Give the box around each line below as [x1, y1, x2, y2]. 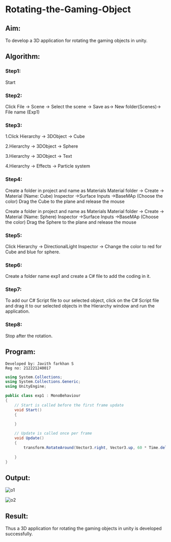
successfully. [5, 531, 33, 537]
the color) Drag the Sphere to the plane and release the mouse [5, 219, 136, 225]
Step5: [5, 231, 22, 239]
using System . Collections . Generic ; [5, 379, 81, 384]
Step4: [5, 176, 23, 183]
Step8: [5, 321, 22, 328]
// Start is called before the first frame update [14, 403, 124, 408]
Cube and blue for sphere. [5, 249, 61, 255]
